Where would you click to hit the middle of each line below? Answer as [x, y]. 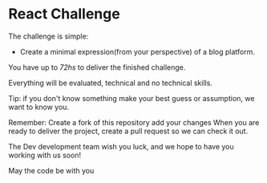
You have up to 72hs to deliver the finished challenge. [97, 67]
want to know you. [39, 107]
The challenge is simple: [49, 36]
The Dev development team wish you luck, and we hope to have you [121, 146]
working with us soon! [45, 155]
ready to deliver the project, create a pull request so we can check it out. [128, 131]
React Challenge [64, 14]
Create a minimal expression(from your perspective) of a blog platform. [137, 51]
